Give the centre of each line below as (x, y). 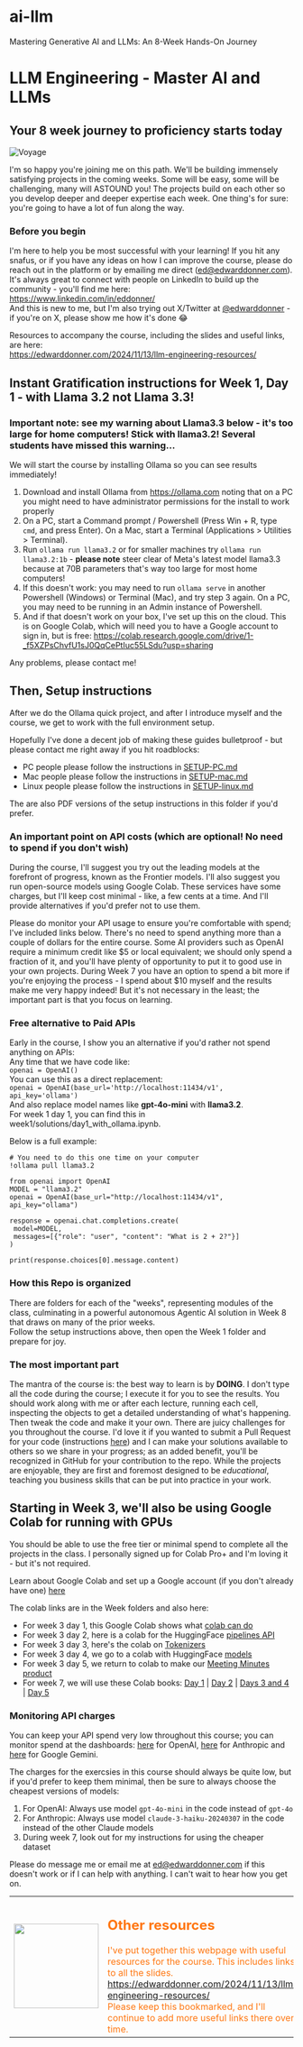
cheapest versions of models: (64, 1791)
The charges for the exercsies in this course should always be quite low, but (150, 1772)
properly (38, 510)
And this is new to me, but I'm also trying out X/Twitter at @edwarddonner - (150, 308)
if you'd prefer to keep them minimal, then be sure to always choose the (143, 1782)
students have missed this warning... (92, 445)
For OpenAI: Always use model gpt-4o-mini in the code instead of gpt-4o (158, 1809)
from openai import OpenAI (60, 1182)
